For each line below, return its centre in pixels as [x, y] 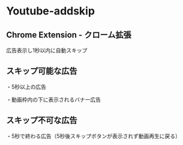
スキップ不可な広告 [42, 121]
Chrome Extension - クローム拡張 [69, 35]
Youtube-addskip [50, 11]
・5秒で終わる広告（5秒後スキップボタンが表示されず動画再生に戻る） [94, 136]
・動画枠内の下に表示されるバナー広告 [53, 99]
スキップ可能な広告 [42, 71]
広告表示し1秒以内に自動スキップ [47, 50]
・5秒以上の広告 [26, 87]
